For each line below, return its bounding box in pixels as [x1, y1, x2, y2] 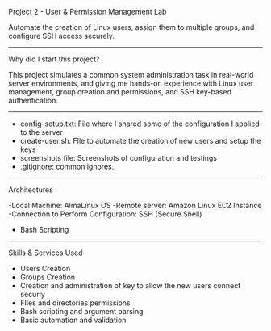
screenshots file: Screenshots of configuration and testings [19, 153, 218, 162]
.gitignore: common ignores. [19, 161, 115, 171]
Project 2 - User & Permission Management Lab [8, 7, 167, 16]
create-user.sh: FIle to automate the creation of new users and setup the [19, 136, 261, 145]
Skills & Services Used [8, 248, 83, 258]
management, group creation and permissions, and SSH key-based [8, 87, 232, 96]
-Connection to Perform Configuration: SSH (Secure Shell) [8, 209, 202, 219]
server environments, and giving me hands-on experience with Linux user [8, 78, 254, 88]
